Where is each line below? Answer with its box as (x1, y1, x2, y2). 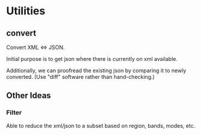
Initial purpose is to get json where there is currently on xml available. (6, 56, 178, 62)
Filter (6, 109, 22, 117)
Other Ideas (6, 91, 51, 101)
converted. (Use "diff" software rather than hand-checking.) (6, 73, 155, 80)
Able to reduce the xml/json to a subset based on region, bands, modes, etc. (6, 122, 196, 129)
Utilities (6, 4, 46, 18)
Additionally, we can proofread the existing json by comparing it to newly (6, 67, 187, 74)
